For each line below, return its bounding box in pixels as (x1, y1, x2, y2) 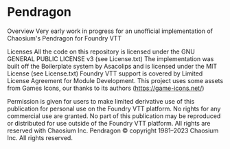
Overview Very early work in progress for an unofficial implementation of (7, 27, 213, 35)
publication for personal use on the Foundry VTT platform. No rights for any (7, 104, 221, 113)
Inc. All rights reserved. (7, 133, 73, 141)
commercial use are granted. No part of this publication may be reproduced (7, 111, 221, 120)
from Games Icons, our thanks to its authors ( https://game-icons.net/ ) (7, 84, 205, 92)
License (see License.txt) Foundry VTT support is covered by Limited (7, 69, 203, 78)
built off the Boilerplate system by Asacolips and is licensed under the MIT (7, 62, 218, 70)
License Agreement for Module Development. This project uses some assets (7, 76, 224, 84)
